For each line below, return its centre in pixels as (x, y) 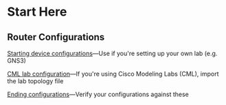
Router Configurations (56, 37)
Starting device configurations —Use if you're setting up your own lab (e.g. (112, 53)
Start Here (37, 12)
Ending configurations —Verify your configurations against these (98, 94)
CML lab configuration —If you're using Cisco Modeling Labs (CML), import (113, 74)
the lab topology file (35, 81)
